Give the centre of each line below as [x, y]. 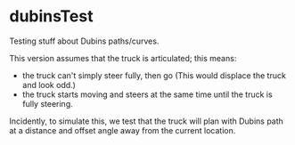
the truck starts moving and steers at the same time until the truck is [147, 94]
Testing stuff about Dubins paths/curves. [84, 41]
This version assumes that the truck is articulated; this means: [123, 58]
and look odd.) [49, 85]
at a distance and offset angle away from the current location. [123, 130]
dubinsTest [51, 16]
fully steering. [47, 103]
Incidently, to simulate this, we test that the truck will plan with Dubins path [146, 121]
